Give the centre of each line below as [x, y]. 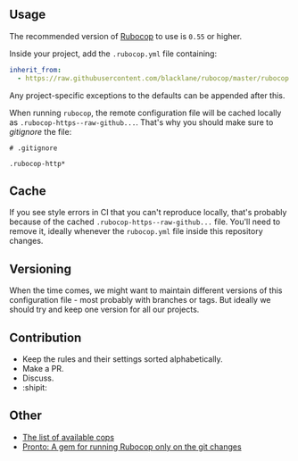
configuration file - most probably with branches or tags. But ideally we [140, 300]
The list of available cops [68, 437]
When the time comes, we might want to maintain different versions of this [146, 290]
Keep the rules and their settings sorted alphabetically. [122, 359]
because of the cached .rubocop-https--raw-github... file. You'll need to [145, 222]
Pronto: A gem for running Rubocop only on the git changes [132, 447]
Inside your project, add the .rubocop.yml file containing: [113, 54]
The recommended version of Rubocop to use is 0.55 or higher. [126, 36]
